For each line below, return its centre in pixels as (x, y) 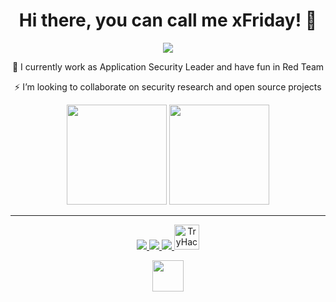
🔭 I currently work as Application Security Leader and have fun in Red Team (168, 66)
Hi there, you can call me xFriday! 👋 (168, 20)
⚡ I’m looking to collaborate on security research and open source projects (168, 86)
